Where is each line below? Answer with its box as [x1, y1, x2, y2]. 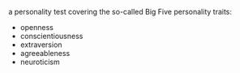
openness [19, 23, 54, 32]
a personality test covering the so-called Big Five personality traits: [8, 7, 233, 16]
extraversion [19, 40, 62, 49]
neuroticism [19, 57, 60, 67]
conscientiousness [19, 32, 84, 41]
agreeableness [19, 49, 71, 58]
